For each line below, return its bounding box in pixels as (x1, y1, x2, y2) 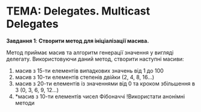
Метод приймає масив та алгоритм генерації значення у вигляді (6, 48, 174, 56)
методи (15, 99, 35, 107)
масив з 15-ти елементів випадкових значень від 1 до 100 (15, 67, 164, 74)
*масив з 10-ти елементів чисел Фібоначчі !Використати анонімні (15, 93, 185, 100)
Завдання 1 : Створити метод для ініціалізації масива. (6, 37, 150, 44)
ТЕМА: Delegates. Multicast (6, 4, 150, 18)
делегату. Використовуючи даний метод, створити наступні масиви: (6, 55, 185, 62)
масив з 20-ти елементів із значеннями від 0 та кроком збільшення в (15, 80, 196, 87)
